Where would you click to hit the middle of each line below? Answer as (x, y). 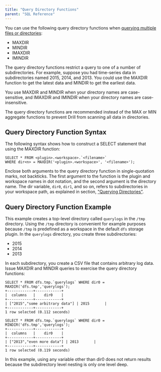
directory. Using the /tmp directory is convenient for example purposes (75, 224)
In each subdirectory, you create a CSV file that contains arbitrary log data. (80, 263)
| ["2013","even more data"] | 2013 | (51, 342)
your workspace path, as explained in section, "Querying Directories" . (74, 192)
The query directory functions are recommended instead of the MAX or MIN (81, 112)
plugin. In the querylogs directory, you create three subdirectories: (71, 234)
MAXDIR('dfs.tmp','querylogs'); (37, 287)
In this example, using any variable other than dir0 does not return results (78, 359)
